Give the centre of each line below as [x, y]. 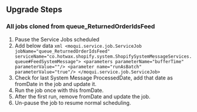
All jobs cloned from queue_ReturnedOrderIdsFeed [81, 27]
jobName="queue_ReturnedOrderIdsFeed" [62, 51]
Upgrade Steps [34, 10]
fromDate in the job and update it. [55, 84]
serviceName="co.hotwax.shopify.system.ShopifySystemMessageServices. [103, 56]
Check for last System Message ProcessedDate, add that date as [93, 78]
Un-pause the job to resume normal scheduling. [73, 103]
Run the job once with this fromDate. [59, 90]
